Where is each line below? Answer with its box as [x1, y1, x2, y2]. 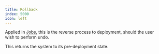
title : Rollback [5, 7, 38, 12]
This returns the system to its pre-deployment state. [5, 44, 109, 50]
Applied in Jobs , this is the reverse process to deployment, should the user [5, 29, 154, 35]
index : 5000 [5, 12, 29, 16]
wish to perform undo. [5, 34, 49, 40]
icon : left [5, 16, 27, 21]
